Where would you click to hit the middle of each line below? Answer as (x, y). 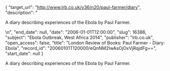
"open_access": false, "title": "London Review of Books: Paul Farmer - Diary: (85, 43)
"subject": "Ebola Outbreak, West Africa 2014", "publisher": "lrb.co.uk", (79, 38)
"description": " (22, 13)
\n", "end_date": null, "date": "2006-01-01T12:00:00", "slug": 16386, (76, 32)
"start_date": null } (24, 53)
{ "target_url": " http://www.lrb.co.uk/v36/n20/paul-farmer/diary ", (73, 7)
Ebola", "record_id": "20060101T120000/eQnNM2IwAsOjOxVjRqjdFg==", (81, 48)
